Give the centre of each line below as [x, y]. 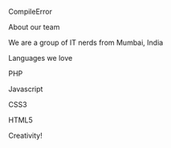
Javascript [26, 89]
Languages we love [41, 58]
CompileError [31, 12]
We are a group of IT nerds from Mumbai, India [86, 42]
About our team [34, 27]
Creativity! [25, 136]
